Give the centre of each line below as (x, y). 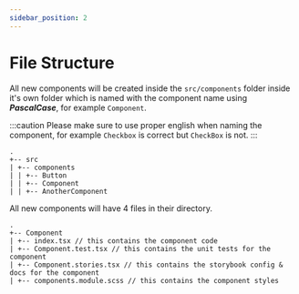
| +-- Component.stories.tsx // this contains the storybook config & (146, 265)
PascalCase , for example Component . (78, 107)
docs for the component (55, 273)
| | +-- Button (38, 175)
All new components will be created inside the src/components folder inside (150, 88)
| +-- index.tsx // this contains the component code (114, 241)
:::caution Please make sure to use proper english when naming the (136, 125)
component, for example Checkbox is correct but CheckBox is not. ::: (134, 135)
